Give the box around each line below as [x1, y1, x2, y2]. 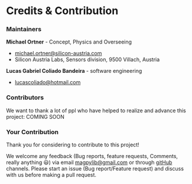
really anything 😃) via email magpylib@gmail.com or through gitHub [6, 159, 173, 166]
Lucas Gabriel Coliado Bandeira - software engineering [6, 68, 142, 75]
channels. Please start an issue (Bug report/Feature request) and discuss [6, 165, 184, 172]
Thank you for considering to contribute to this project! [6, 141, 140, 148]
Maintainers [6, 25, 42, 34]
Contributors [6, 93, 44, 102]
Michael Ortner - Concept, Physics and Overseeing [6, 38, 132, 45]
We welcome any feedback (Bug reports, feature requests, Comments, [6, 153, 178, 160]
